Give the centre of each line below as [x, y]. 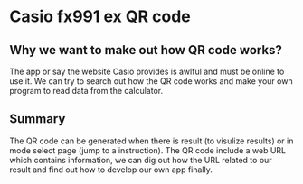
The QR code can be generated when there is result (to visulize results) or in [151, 141]
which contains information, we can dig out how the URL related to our [141, 160]
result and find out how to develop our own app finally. [111, 170]
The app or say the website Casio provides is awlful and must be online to [147, 71]
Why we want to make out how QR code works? [146, 50]
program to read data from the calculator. [86, 91]
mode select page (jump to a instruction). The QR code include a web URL [148, 150]
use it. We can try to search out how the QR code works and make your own [151, 81]
